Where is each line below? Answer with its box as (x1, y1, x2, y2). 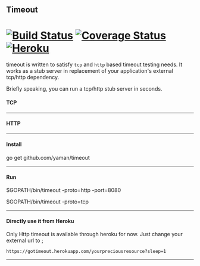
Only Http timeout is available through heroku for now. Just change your (6, 231, 183, 238)
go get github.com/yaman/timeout (6, 154, 90, 161)
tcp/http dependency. (6, 74, 60, 81)
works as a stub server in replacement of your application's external (6, 67, 174, 75)
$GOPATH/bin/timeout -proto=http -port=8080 (6, 187, 121, 194)
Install (6, 141, 22, 148)
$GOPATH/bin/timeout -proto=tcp (6, 198, 89, 205)
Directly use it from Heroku (6, 217, 74, 224)
